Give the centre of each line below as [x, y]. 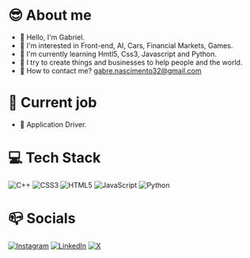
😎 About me [50, 15]
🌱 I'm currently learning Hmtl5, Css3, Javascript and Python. [118, 54]
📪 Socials [42, 219]
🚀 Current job [53, 103]
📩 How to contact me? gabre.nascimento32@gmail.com [110, 70]
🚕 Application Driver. [53, 124]
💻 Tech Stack [55, 158]
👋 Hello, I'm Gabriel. [52, 37]
